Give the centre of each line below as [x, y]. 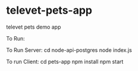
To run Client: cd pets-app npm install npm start [65, 61]
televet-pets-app [49, 10]
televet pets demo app [34, 27]
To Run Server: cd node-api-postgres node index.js [69, 50]
